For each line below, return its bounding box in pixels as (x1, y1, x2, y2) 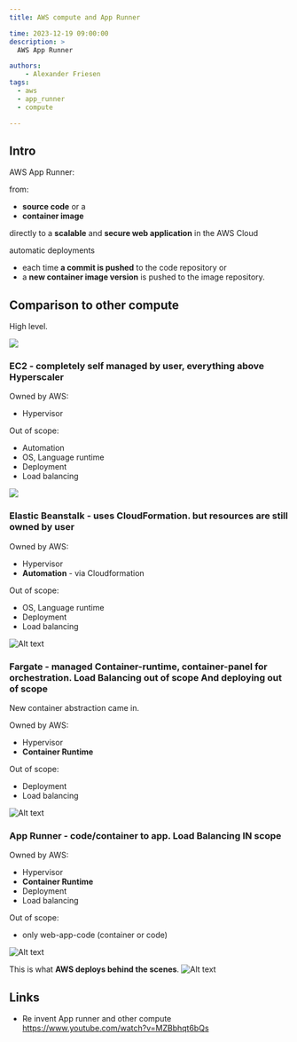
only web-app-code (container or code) (21, 929, 168, 941)
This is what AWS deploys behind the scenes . (9, 964, 180, 975)
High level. (9, 321, 49, 332)
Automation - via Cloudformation (21, 567, 145, 578)
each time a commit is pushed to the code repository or (21, 263, 228, 273)
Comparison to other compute (9, 297, 180, 312)
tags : (9, 78, 29, 87)
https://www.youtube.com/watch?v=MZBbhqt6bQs (21, 1022, 210, 1034)
